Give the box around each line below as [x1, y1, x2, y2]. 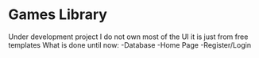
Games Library [8, 6, 107, 24]
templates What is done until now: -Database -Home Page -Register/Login [8, 40, 252, 49]
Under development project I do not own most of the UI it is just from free [8, 32, 249, 41]
